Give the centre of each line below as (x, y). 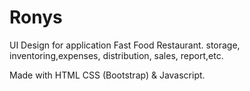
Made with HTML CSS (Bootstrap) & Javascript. (107, 75)
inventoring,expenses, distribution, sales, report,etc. (116, 55)
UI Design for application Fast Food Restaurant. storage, (125, 45)
